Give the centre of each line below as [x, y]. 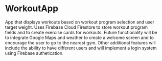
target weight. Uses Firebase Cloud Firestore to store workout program [76, 27]
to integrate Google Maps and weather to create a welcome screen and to [80, 38]
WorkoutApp [32, 9]
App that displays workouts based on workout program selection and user [80, 22]
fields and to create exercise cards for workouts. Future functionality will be [81, 32]
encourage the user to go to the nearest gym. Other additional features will [80, 42]
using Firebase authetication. [34, 53]
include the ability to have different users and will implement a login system [81, 48]
